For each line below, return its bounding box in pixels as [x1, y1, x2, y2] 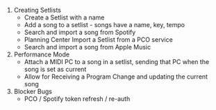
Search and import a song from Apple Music [24, 43, 151, 51]
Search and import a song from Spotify [24, 28, 136, 36]
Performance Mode [13, 50, 70, 58]
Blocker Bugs [13, 87, 52, 95]
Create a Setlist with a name [24, 13, 105, 22]
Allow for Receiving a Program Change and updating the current [24, 72, 208, 81]
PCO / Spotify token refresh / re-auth [24, 95, 131, 103]
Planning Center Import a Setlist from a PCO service [24, 36, 174, 44]
